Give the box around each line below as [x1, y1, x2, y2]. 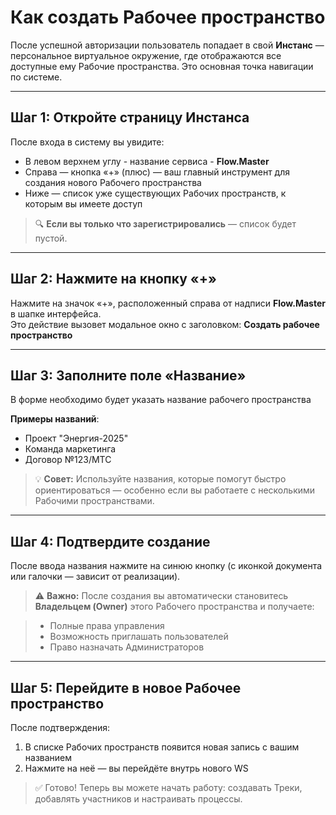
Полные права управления [49, 620, 165, 632]
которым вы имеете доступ [24, 197, 143, 210]
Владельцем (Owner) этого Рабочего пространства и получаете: [34, 601, 315, 613]
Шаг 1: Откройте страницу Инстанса [10, 109, 250, 126]
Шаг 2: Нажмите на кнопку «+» [10, 271, 217, 288]
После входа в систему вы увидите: [10, 136, 165, 148]
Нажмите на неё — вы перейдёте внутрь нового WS [24, 762, 249, 774]
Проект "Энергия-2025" [24, 432, 129, 445]
